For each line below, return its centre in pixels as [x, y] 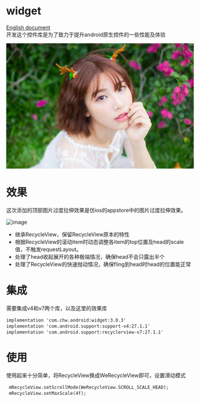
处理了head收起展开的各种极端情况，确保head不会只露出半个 [90, 256]
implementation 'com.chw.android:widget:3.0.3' [66, 320]
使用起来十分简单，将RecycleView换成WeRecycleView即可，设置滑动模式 [96, 375]
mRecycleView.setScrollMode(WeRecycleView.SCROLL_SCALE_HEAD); [89, 387]
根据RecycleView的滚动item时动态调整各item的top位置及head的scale [99, 242]
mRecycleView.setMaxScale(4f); [47, 393]
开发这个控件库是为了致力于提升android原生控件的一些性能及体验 [86, 35]
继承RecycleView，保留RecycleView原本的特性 [72, 234]
